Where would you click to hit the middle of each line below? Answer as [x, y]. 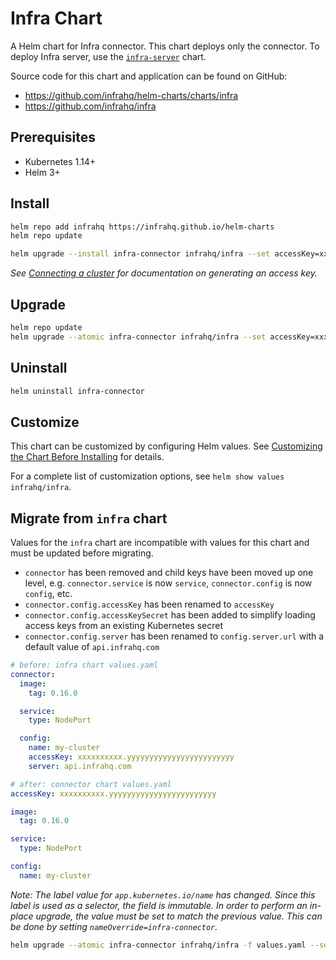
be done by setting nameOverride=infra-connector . [114, 926]
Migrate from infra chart [89, 518]
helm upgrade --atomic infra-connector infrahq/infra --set [138, 337]
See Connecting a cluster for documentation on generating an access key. [164, 273]
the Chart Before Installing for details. [87, 457]
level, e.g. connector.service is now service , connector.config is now [168, 583]
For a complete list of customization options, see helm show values [147, 476]
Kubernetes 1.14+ [60, 161]
